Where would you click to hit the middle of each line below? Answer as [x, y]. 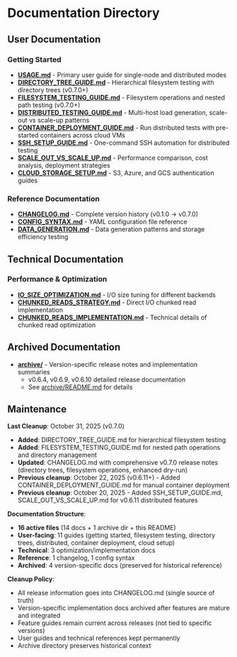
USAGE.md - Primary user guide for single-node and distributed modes [122, 74]
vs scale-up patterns [59, 120]
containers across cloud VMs [83, 135]
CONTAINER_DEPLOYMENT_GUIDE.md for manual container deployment [123, 485]
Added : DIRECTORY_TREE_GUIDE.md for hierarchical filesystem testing [122, 440]
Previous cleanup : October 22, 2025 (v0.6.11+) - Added [99, 477]
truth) [25, 600]
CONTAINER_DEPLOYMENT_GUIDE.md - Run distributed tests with [116, 127]
